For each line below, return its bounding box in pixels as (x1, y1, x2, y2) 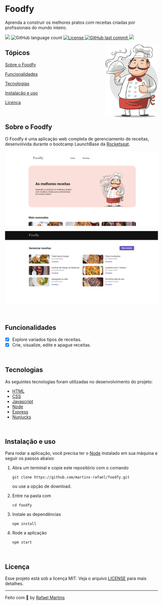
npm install (12, 521, 36, 526)
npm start (12, 540, 33, 545)
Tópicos (5, 49, 30, 57)
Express (12, 409, 29, 414)
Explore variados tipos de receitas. (12, 337, 81, 342)
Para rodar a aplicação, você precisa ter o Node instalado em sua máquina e (5, 450, 158, 456)
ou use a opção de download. (12, 483, 72, 489)
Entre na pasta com (12, 493, 51, 499)
